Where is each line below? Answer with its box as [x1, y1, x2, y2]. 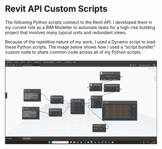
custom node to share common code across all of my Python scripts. [5, 49, 142, 55]
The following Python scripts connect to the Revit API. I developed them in [5, 19, 153, 25]
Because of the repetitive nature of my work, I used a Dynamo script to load [5, 39, 156, 44]
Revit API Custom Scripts [5, 3, 108, 14]
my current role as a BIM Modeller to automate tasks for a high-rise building [5, 24, 156, 30]
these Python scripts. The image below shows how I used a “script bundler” [5, 44, 156, 50]
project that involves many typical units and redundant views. [5, 29, 127, 35]
